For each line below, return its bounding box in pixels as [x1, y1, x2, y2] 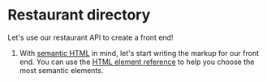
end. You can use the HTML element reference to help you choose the [19, 57, 255, 67]
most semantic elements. [19, 65, 104, 75]
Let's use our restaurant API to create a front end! [7, 32, 174, 42]
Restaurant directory [7, 6, 151, 24]
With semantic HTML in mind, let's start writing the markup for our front [19, 48, 259, 58]
